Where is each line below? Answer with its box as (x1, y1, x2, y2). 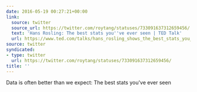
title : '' (6, 63, 30, 69)
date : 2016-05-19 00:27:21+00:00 (6, 8, 88, 15)
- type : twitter (6, 52, 46, 58)
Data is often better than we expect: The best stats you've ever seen (6, 79, 171, 86)
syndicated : (6, 47, 35, 53)
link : (6, 14, 19, 20)
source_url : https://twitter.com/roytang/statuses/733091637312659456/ (11, 25, 191, 31)
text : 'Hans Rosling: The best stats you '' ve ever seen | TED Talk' (11, 30, 182, 36)
